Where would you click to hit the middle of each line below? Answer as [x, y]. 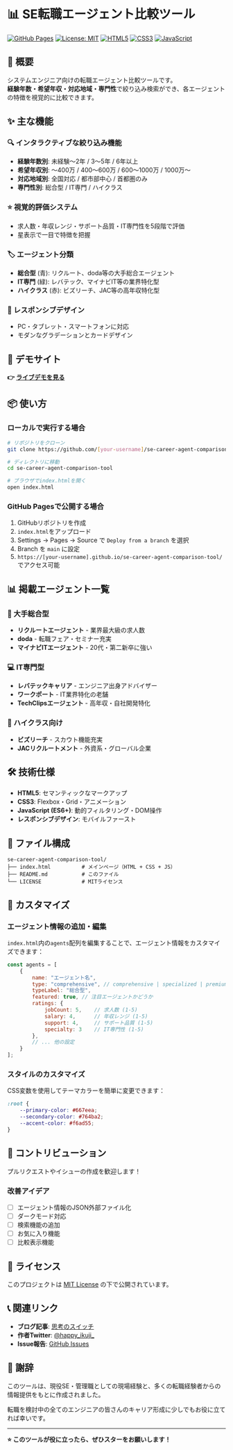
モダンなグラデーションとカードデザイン [75, 335]
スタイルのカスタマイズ [46, 1075]
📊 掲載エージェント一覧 [58, 589]
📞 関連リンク [33, 1309]
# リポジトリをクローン [36, 443]
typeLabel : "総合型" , [62, 991]
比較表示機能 [35, 1242]
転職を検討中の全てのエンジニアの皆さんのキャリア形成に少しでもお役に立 [113, 1409]
